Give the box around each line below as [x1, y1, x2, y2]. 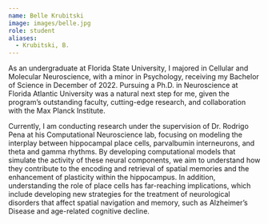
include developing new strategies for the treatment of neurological [8, 190, 230, 199]
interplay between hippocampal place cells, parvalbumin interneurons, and [8, 138, 255, 148]
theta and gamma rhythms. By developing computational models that [8, 147, 236, 157]
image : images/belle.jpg [8, 19, 91, 27]
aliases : [8, 34, 38, 42]
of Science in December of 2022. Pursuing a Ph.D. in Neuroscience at [8, 81, 238, 90]
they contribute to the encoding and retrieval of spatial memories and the [8, 164, 250, 174]
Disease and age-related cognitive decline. [8, 206, 150, 216]
